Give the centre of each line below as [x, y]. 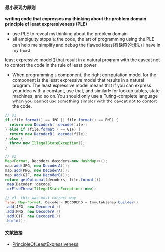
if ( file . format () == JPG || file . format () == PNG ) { [62, 120]
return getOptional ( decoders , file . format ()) [53, 180]
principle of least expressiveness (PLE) [46, 24]
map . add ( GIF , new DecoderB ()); [37, 175]
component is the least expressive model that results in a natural [78, 80]
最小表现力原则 [20, 7]
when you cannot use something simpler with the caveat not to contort [84, 101]
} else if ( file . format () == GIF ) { [43, 129]
